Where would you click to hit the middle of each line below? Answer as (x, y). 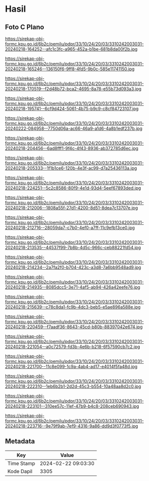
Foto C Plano (25, 27)
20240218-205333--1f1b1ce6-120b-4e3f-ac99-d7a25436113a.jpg (71, 168)
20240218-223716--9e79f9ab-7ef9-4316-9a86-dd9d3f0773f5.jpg (72, 426)
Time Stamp (21, 463)
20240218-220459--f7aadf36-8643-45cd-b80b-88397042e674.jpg (74, 327)
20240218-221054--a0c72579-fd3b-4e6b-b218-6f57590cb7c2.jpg (73, 347)
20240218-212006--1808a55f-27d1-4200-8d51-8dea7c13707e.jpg (72, 208)
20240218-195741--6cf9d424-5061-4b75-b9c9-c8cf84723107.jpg (72, 109)
